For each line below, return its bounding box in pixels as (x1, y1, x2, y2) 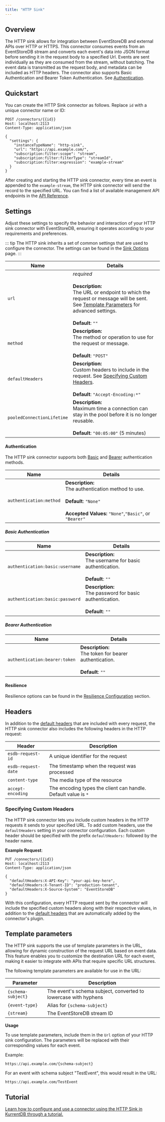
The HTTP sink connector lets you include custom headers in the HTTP (5, 817, 149, 823)
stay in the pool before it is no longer (73, 411, 157, 418)
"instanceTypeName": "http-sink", (14, 143, 84, 148)
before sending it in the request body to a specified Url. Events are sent (5, 54, 150, 60)
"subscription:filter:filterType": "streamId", (14, 156, 113, 161)
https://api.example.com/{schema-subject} (5, 1062, 93, 1066)
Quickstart (5, 89, 39, 97)
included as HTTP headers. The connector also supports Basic (5, 70, 132, 76)
